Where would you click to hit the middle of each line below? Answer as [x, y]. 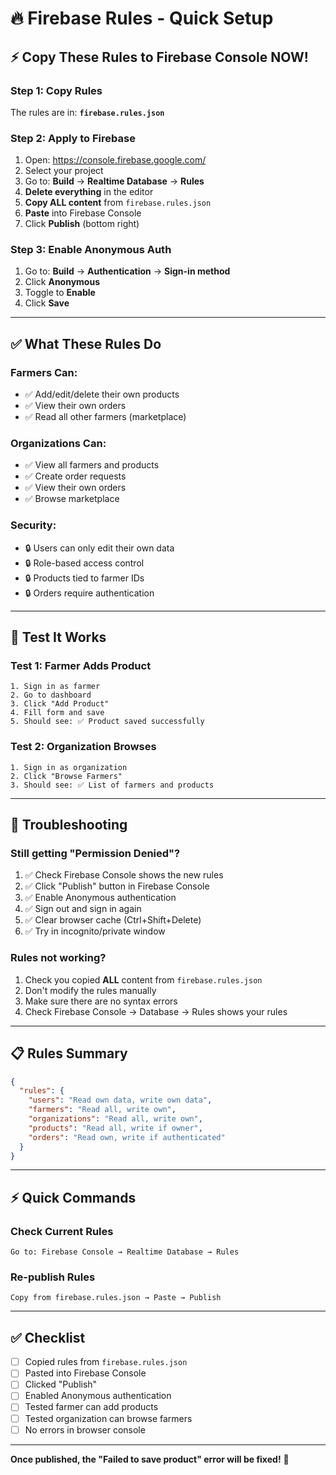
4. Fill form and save [57, 713]
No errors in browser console [85, 1429]
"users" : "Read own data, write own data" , [120, 1100]
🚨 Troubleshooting [69, 825]
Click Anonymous [62, 282]
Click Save [47, 303]
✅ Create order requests [75, 476]
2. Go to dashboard [51, 695]
